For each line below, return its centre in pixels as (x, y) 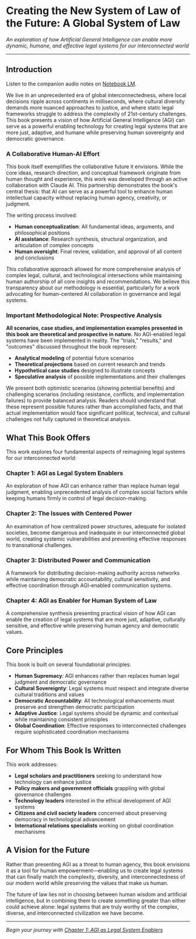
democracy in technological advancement (65, 819)
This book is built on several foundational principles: (69, 665)
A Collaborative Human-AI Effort (53, 153)
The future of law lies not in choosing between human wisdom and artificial (97, 894)
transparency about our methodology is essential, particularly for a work (93, 288)
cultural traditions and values (49, 695)
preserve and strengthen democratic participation (74, 707)
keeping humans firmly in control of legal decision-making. (77, 498)
